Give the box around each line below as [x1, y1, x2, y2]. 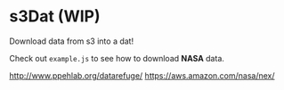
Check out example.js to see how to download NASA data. [9, 53, 225, 63]
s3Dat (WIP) [9, 6, 101, 27]
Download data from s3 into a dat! [9, 36, 134, 46]
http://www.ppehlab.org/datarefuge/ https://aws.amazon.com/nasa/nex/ [9, 70, 275, 81]
